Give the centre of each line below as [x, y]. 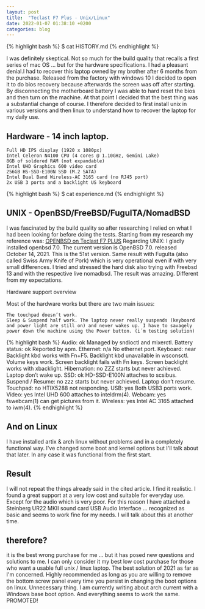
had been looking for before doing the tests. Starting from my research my [100, 234]
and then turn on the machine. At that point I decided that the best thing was [102, 97]
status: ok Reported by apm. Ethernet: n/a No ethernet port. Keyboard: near [101, 349]
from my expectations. [34, 280]
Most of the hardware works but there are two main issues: [81, 303]
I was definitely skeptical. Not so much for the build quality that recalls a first [103, 58]
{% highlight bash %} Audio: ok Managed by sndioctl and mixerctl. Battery [100, 342]
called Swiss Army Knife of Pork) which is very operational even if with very [102, 260]
